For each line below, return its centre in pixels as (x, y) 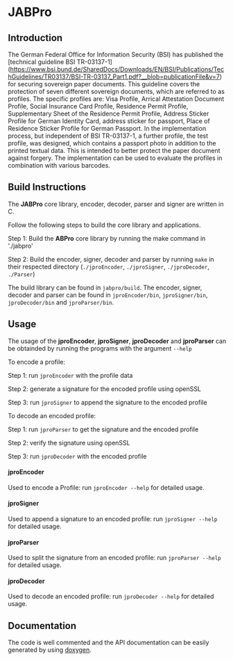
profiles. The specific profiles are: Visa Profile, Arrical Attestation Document (116, 99)
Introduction (35, 38)
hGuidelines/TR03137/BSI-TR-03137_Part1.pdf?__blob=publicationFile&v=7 (114, 77)
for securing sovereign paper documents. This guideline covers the (104, 84)
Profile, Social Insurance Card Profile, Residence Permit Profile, (98, 106)
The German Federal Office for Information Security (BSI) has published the (116, 54)
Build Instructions (47, 188)
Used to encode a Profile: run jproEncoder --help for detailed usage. (106, 487)
